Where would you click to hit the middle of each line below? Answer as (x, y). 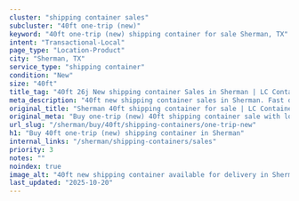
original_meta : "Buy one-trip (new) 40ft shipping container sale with (145, 117)
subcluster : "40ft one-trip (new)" (75, 26)
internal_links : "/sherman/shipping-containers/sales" (113, 141)
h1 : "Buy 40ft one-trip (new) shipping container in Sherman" (127, 133)
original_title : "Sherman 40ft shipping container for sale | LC (133, 109)
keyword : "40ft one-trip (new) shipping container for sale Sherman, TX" (149, 34)
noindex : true (36, 166)
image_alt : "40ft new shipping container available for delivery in (139, 174)
